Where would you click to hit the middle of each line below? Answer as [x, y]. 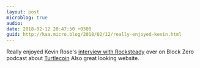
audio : [15, 23]
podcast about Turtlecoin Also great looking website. [73, 58]
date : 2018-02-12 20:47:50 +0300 [49, 29]
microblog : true [27, 18]
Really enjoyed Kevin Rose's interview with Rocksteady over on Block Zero [100, 52]
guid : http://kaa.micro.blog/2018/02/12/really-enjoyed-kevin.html [94, 35]
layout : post [23, 12]
